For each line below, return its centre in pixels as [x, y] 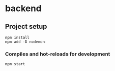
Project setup [26, 27]
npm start [15, 64]
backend [23, 9]
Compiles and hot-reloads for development [58, 54]
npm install [17, 37]
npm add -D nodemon [25, 42]
